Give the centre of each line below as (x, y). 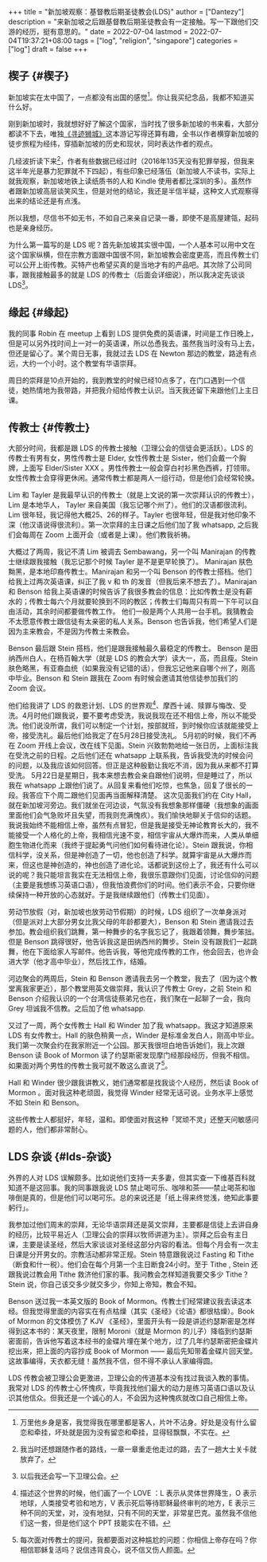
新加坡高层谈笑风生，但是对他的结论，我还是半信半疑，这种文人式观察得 (140, 191)
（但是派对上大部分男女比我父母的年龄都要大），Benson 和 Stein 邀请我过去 (131, 922)
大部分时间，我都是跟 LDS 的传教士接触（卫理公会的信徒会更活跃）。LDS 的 (131, 448)
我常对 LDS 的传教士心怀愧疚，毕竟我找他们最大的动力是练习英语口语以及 (128, 1387)
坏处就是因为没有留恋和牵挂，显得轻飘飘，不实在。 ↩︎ (142, 1432)
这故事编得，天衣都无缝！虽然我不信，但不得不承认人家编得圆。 (112, 1360)
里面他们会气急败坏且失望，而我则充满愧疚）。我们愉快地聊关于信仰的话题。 (132, 815)
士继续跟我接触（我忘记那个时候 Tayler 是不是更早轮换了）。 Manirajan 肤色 (131, 562)
